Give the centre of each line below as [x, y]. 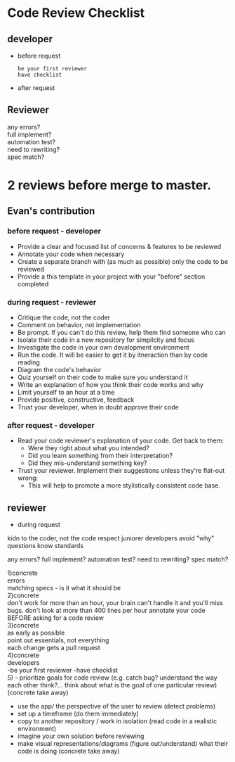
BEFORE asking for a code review [55, 618]
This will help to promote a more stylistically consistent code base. [124, 485]
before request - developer [54, 231]
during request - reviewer [52, 302]
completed [33, 284]
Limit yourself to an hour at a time [66, 392]
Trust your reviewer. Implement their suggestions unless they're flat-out [121, 471]
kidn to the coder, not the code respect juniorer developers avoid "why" [111, 538]
